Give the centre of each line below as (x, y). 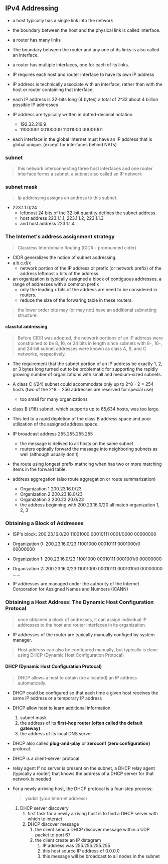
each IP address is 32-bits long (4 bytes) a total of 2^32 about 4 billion (85, 99)
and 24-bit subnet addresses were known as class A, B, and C (82, 349)
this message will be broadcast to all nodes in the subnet (101, 856)
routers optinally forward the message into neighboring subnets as (89, 449)
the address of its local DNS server (56, 733)
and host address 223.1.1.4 (47, 224)
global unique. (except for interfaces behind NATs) (64, 144)
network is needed (32, 779)
